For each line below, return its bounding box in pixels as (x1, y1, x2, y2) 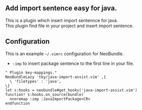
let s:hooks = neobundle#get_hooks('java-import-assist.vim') (5, 87, 137, 92)
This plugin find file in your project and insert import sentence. (5, 23, 134, 29)
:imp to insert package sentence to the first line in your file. (12, 60, 134, 66)
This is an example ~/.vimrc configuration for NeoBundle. (5, 50, 124, 57)
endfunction (5, 100, 30, 106)
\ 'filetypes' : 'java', (9, 79, 61, 84)
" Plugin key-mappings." (5, 70, 57, 75)
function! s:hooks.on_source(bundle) (5, 92, 84, 97)
